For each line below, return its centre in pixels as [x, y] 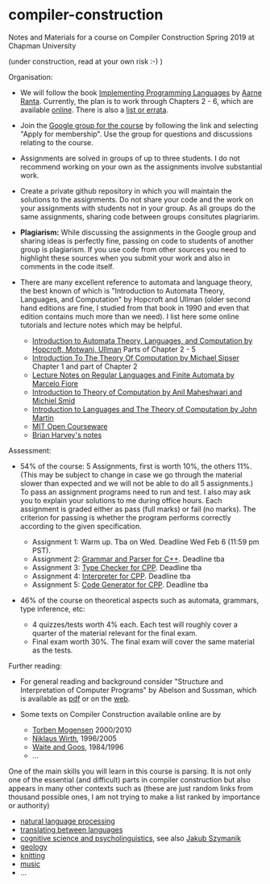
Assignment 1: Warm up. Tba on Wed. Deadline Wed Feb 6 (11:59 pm [145, 541]
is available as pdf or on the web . [75, 698]
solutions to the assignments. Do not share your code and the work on [137, 199]
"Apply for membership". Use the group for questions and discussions [136, 134]
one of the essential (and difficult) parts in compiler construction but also [130, 779]
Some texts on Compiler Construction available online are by [120, 714]
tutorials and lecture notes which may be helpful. [101, 325]
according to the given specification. [81, 526]
